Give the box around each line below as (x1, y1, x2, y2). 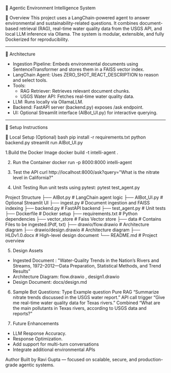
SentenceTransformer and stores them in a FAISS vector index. (12, 66, 145, 72)
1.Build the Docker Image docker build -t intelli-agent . (5, 149, 119, 155)
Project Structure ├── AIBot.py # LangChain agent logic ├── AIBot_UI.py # (5, 194, 163, 200)
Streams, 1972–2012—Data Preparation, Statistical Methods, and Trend (12, 263, 161, 269)
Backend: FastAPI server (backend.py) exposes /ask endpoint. (12, 104, 144, 110)
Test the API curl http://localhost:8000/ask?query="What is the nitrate (12, 169, 160, 175)
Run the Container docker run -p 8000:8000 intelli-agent (12, 159, 132, 165)
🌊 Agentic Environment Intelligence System (5, 5, 96, 11)
